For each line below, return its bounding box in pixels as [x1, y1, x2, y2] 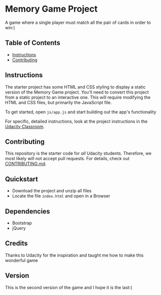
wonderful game [5, 257, 38, 263]
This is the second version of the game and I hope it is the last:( [5, 284, 132, 290]
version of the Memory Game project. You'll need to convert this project [5, 89, 149, 95]
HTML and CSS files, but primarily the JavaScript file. [5, 99, 112, 105]
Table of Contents [5, 39, 61, 47]
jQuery [12, 225, 26, 231]
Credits [5, 240, 28, 248]
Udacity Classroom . [5, 123, 45, 129]
